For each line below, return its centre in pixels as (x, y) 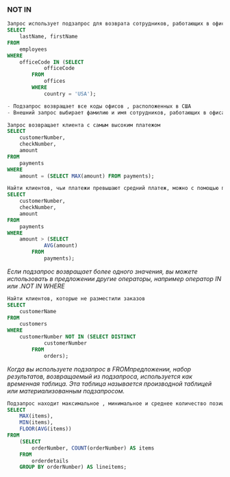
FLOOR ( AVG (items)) (46, 429)
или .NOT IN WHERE (36, 286)
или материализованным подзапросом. (66, 391)
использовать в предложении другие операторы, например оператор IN (114, 278)
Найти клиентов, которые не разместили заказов (76, 298)
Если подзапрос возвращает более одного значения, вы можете (102, 271)
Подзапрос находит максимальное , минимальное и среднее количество (107, 403)
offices (55, 81)
